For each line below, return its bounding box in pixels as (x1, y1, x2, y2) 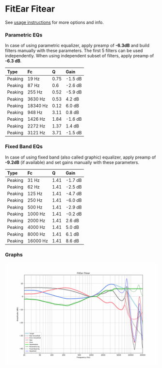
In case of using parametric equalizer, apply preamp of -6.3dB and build (5, 43, 149, 48)
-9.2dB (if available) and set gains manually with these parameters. (5, 159, 140, 165)
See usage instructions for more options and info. (5, 19, 104, 25)
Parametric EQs (5, 32, 43, 38)
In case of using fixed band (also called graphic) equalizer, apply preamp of (5, 154, 156, 160)
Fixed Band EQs (5, 143, 43, 150)
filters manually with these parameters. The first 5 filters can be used (5, 48, 143, 54)
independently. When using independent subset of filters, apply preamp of (5, 53, 154, 59)
